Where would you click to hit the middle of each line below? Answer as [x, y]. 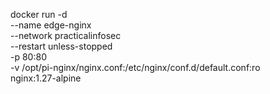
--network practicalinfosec [66, 35]
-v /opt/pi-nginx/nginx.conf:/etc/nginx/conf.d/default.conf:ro [135, 67]
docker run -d [39, 14]
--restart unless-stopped [61, 46]
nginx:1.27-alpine [46, 78]
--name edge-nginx [51, 25]
